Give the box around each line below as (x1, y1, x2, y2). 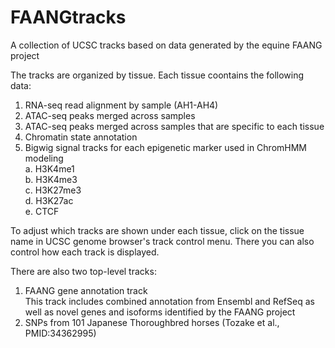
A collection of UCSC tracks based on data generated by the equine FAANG (10, 39, 323, 51)
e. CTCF (24, 205, 60, 217)
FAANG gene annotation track (24, 284, 148, 296)
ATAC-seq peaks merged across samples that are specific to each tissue (24, 120, 325, 132)
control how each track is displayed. (10, 246, 160, 258)
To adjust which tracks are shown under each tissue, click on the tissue (10, 224, 305, 236)
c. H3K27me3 (24, 184, 82, 196)
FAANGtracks (10, 6, 127, 29)
